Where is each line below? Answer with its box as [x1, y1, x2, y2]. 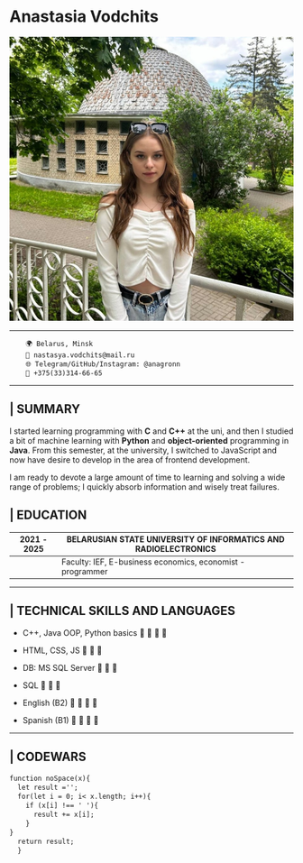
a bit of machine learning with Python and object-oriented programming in [9, 435, 289, 445]
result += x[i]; [32, 810, 95, 820]
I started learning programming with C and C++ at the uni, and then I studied [9, 426, 294, 436]
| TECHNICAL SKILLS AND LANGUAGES [9, 603, 236, 619]
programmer [61, 566, 108, 577]
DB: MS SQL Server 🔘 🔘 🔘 [22, 662, 118, 673]
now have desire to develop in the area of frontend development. [9, 454, 251, 465]
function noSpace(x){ [9, 774, 91, 784]
